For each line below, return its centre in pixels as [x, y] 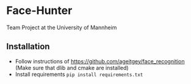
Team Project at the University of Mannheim [62, 27]
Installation [28, 47]
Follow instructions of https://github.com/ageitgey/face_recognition [100, 61]
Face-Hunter [39, 11]
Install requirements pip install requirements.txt [79, 74]
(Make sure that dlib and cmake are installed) [72, 68]
